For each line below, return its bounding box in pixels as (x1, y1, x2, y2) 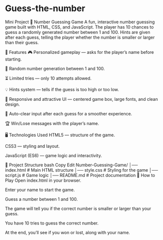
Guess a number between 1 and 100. (5, 196, 78, 202)
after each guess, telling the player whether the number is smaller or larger (5, 34, 155, 40)
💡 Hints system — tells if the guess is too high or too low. (5, 86, 119, 92)
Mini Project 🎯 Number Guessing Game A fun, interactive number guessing (5, 19, 155, 25)
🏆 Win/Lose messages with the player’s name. (5, 120, 99, 126)
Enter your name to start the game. (5, 187, 75, 192)
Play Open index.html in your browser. (5, 177, 81, 183)
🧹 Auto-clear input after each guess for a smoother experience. (5, 111, 132, 116)
